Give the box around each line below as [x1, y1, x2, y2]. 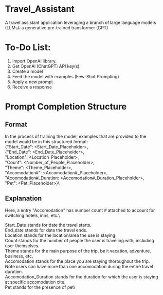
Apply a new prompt [12, 79, 53, 84]
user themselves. [5, 243, 40, 249]
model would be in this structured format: [5, 138, 88, 145]
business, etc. [5, 253, 33, 259]
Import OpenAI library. [12, 58, 57, 64]
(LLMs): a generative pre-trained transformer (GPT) [5, 24, 109, 30]
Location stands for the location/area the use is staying [5, 232, 115, 238]
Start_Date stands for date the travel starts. [5, 222, 91, 228]
